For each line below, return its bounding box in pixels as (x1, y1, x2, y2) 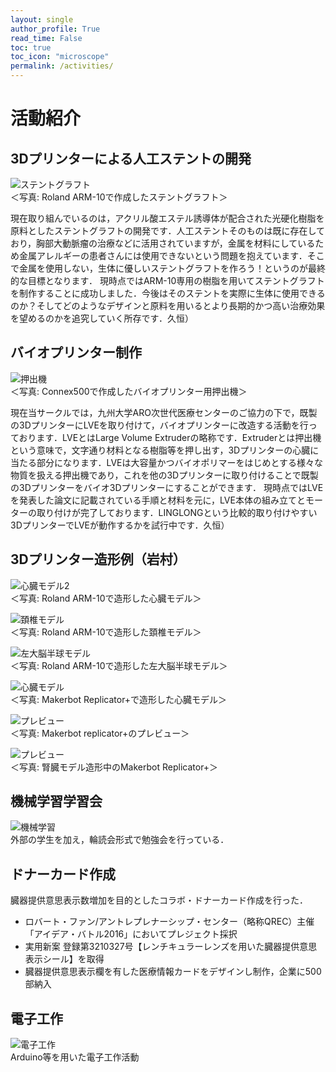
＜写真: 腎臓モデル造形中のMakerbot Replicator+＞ (10, 761, 219, 773)
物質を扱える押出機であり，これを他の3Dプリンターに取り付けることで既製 (10, 469, 319, 481)
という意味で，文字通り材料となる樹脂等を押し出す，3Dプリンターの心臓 (10, 444, 311, 456)
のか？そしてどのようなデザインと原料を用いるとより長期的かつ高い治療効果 (10, 300, 326, 311)
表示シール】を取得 (24, 953, 105, 965)
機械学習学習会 (10, 793, 103, 810)
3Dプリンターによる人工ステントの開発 (10, 150, 252, 167)
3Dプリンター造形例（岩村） (10, 551, 187, 568)
